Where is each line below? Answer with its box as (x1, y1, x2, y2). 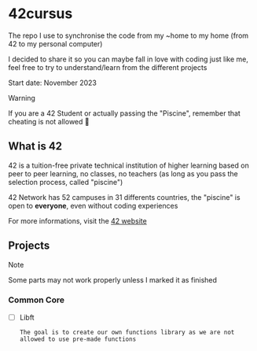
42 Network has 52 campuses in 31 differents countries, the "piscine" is (8, 192, 241, 201)
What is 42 (8, 139, 63, 153)
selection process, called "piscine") (8, 177, 123, 187)
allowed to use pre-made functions (19, 335, 137, 343)
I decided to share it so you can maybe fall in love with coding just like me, (8, 54, 249, 64)
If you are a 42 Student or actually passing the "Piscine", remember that (8, 108, 241, 118)
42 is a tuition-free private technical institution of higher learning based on (8, 161, 249, 170)
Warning (8, 93, 35, 102)
